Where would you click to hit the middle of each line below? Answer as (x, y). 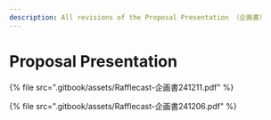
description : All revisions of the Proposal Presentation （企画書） (138, 17)
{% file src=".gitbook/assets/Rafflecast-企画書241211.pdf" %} (122, 87)
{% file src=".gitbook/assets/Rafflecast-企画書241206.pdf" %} (123, 106)
